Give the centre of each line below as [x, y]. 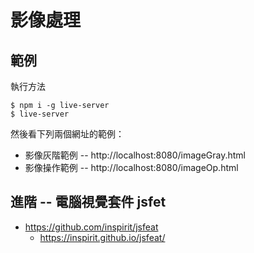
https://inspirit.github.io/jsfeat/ [102, 237]
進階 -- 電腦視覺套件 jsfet [88, 202]
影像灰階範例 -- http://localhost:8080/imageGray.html [135, 155]
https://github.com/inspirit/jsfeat [91, 227]
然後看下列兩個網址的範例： [67, 134]
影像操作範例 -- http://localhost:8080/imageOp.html [131, 167]
